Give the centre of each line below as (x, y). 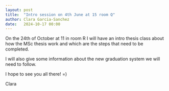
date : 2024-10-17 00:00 (33, 24)
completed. (17, 49)
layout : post (19, 10)
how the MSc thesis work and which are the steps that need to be (74, 44)
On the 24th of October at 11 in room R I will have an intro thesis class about (85, 38)
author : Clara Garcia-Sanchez (38, 19)
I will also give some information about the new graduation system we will (83, 59)
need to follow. (21, 64)
